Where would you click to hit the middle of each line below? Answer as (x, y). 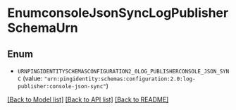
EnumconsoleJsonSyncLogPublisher (118, 13)
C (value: (30, 78)
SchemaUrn (43, 28)
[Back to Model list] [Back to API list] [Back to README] (88, 99)
